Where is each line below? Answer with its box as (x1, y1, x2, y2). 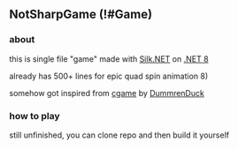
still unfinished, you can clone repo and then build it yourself (9, 130, 230, 140)
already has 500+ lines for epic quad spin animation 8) (9, 71, 209, 81)
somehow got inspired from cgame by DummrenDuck (9, 87, 205, 98)
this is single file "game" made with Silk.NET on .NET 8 (9, 53, 210, 64)
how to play (9, 109, 60, 122)
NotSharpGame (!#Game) (9, 7, 153, 22)
